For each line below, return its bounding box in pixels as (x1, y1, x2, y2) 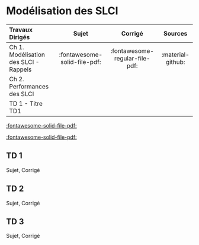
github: (165, 58, 185, 66)
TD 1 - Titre (9, 99, 43, 107)
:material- (161, 50, 190, 59)
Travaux (9, 26, 33, 34)
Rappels (9, 65, 32, 74)
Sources (163, 29, 188, 37)
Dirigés (9, 33, 30, 41)
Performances (9, 82, 49, 90)
